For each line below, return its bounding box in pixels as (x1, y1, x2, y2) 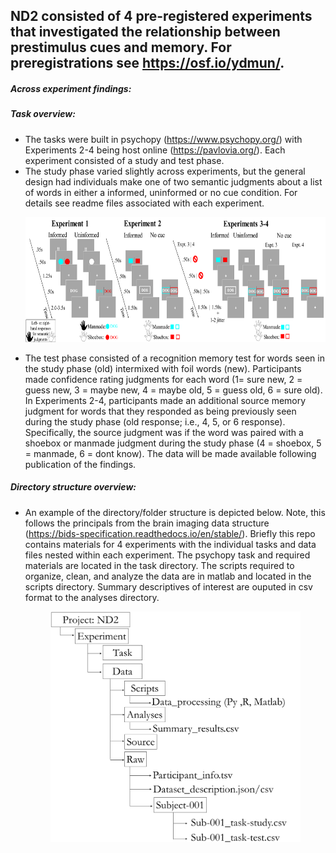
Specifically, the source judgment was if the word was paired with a (24, 426, 304, 438)
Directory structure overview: (10, 481, 137, 493)
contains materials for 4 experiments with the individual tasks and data (24, 538, 317, 550)
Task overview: (10, 108, 76, 120)
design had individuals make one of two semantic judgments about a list (24, 175, 323, 188)
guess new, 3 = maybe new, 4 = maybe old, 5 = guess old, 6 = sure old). (24, 384, 323, 396)
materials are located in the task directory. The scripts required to (24, 559, 295, 571)
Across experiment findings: (10, 82, 132, 94)
